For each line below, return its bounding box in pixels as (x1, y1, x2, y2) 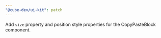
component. (5, 26, 31, 33)
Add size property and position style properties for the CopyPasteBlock (5, 21, 156, 27)
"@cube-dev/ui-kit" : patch (5, 7, 63, 13)
